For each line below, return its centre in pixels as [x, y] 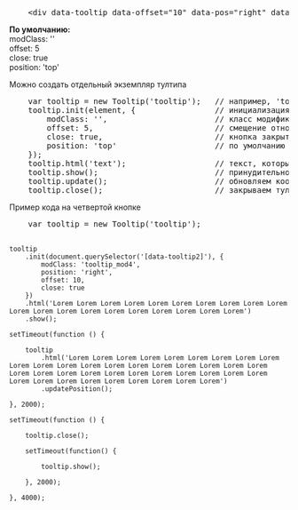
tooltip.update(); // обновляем [150, 181]
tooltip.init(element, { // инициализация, [161, 110]
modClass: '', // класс [149, 119]
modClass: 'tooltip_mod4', [91, 265]
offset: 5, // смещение [157, 128]
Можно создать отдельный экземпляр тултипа [98, 84]
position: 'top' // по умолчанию [166, 146]
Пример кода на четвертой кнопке [75, 207]
